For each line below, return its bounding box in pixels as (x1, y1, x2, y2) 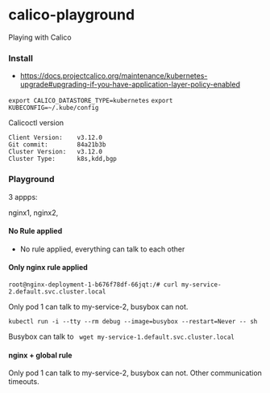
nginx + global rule (8, 350, 73, 360)
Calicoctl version (8, 118, 64, 128)
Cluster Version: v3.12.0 (8, 148, 103, 156)
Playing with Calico (8, 32, 72, 42)
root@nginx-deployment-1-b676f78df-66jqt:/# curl (8, 281, 179, 289)
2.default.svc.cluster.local (8, 287, 106, 296)
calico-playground (8, 6, 135, 24)
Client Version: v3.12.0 (8, 133, 103, 142)
